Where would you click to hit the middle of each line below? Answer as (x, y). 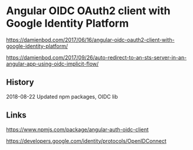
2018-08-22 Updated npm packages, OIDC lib (62, 96)
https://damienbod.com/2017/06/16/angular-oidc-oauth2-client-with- (91, 40)
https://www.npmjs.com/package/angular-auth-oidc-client (77, 129)
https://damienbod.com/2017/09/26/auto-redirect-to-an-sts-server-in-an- (97, 57)
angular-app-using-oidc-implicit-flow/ (53, 64)
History (20, 82)
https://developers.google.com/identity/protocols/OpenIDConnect (86, 141)
